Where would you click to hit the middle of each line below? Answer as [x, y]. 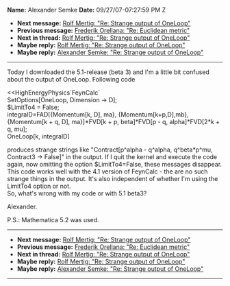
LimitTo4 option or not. [39, 186]
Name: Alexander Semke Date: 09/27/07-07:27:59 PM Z [87, 10]
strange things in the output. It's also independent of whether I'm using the [113, 179]
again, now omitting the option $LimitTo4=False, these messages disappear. [115, 164]
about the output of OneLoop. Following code [71, 79]
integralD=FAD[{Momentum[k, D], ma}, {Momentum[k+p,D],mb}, [98, 115]
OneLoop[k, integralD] [38, 136]
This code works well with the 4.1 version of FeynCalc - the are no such [107, 171]
